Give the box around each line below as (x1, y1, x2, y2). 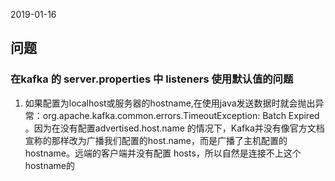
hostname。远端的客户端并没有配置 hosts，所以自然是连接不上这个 (24, 147, 302, 159)
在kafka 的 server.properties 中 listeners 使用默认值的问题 (10, 72, 294, 86)
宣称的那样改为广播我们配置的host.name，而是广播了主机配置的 (24, 134, 288, 146)
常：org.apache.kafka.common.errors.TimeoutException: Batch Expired (24, 109, 320, 121)
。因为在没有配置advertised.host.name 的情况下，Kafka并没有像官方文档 (24, 122, 325, 134)
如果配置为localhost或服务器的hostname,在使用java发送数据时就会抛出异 (24, 97, 325, 109)
